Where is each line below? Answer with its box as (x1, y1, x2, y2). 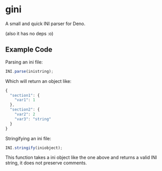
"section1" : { (10, 93, 40, 98)
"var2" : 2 (14, 112, 36, 117)
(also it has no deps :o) (5, 30, 54, 36)
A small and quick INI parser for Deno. (5, 20, 86, 27)
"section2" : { (10, 107, 40, 112)
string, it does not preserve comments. (5, 160, 87, 166)
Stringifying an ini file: (5, 135, 52, 141)
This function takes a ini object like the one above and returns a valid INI (5, 155, 157, 161)
